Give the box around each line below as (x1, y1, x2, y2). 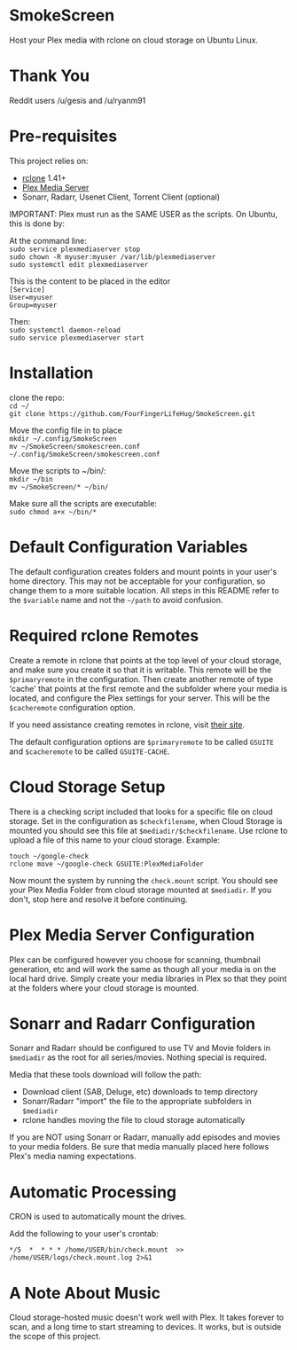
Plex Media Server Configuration (9, 924, 255, 945)
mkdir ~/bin (9, 475, 53, 483)
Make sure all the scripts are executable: (9, 498, 158, 508)
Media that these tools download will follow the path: (9, 1070, 202, 1080)
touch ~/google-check (9, 852, 90, 860)
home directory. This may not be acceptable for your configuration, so (9, 576, 266, 586)
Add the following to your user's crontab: (9, 1228, 160, 1239)
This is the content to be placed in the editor (9, 276, 171, 286)
